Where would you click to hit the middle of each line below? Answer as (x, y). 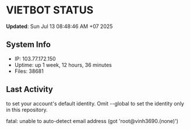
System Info (29, 45)
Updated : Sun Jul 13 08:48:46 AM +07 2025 (59, 26)
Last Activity (30, 89)
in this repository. (27, 110)
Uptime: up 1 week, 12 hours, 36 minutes (63, 65)
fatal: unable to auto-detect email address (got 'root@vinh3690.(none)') (92, 121)
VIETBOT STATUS (50, 10)
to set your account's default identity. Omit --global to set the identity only (95, 103)
